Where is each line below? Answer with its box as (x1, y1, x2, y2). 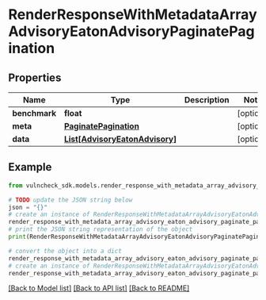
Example (8, 160, 52, 174)
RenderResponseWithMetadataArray (8, 6, 257, 24)
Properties (8, 71, 62, 84)
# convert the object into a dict (8, 247, 123, 255)
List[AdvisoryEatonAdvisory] (63, 133, 177, 144)
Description (184, 94, 230, 105)
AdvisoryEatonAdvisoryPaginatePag (8, 22, 255, 40)
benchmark (12, 108, 57, 118)
